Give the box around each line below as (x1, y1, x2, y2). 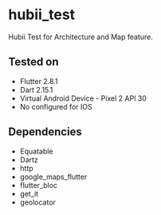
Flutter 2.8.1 (19, 76, 58, 86)
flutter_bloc (19, 180, 58, 189)
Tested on (8, 55, 59, 69)
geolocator (19, 197, 56, 207)
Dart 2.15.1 (19, 85, 53, 94)
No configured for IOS (19, 102, 93, 111)
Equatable (19, 146, 53, 156)
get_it (19, 189, 38, 198)
